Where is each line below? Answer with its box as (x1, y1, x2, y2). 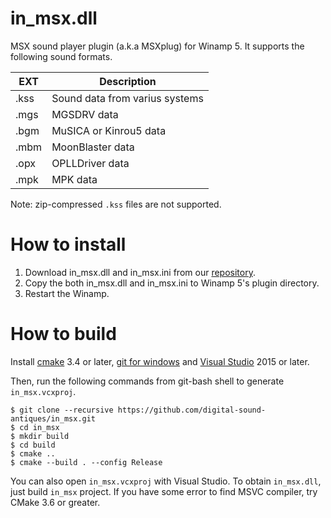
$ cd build (10, 440, 56, 450)
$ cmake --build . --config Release (10, 457, 163, 467)
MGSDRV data (51, 107, 119, 121)
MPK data (51, 172, 98, 186)
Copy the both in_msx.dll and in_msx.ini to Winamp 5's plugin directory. (24, 277, 320, 289)
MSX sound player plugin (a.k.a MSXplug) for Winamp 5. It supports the (10, 40, 305, 52)
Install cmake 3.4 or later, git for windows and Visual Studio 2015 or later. (10, 355, 310, 367)
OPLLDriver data (51, 156, 130, 170)
